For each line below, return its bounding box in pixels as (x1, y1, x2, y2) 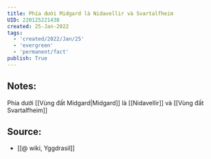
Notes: (7, 81, 36, 92)
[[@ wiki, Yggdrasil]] (16, 144, 76, 152)
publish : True (7, 55, 48, 62)
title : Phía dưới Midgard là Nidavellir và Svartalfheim (7, 10, 174, 17)
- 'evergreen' (13, 42, 54, 49)
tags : (7, 29, 23, 36)
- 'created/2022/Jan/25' (13, 36, 85, 43)
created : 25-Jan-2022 (7, 23, 69, 30)
